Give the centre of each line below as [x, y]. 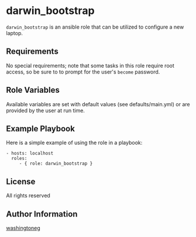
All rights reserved [28, 196]
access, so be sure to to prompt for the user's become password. [83, 72]
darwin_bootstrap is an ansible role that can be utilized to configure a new [95, 27]
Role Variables [33, 90]
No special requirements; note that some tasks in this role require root [90, 65]
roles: [19, 159]
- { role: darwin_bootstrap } [56, 164]
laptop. [15, 33]
